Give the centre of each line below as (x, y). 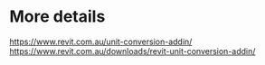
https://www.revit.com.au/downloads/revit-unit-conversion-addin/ (132, 51)
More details (57, 17)
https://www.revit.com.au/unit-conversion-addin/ (101, 42)
